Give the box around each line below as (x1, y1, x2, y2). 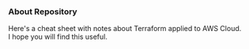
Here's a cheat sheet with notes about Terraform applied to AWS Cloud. (8, 24, 242, 33)
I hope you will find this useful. (8, 32, 108, 41)
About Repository (8, 6, 77, 17)
